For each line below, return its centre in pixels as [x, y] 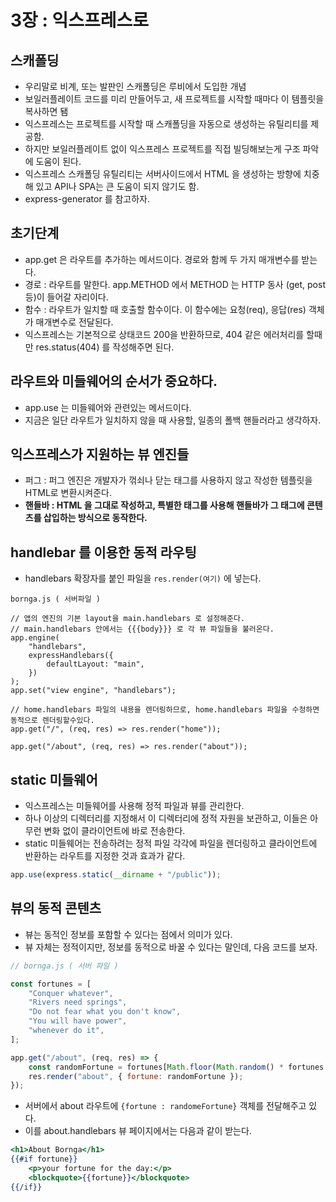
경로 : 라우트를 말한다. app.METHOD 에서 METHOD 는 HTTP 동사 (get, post [175, 284]
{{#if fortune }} [44, 1159]
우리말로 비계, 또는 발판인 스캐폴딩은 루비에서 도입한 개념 [135, 86]
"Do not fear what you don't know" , [105, 1012]
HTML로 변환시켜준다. [68, 493]
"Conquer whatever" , [71, 993]
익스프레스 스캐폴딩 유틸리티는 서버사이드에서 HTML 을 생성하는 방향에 [163, 174]
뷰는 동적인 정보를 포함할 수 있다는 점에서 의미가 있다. [128, 934]
